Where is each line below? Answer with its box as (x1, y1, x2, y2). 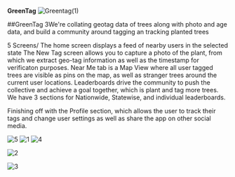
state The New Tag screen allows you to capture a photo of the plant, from (7, 49, 222, 57)
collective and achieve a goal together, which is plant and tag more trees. (7, 86, 219, 94)
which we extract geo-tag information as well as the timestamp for (7, 56, 200, 64)
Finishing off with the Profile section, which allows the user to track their (7, 107, 216, 115)
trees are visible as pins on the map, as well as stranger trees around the (7, 71, 217, 79)
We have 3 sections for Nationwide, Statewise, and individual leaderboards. (7, 93, 226, 101)
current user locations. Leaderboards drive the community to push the (7, 78, 210, 87)
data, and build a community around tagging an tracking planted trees (7, 28, 209, 36)
